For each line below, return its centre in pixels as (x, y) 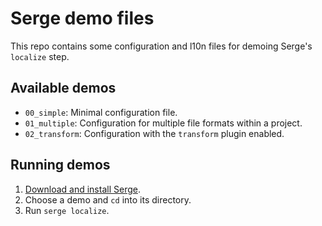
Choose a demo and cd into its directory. (108, 199)
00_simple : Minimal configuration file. (101, 112)
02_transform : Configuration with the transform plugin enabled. (154, 133)
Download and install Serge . (82, 189)
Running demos (60, 165)
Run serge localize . (67, 210)
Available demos (63, 88)
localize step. (40, 56)
